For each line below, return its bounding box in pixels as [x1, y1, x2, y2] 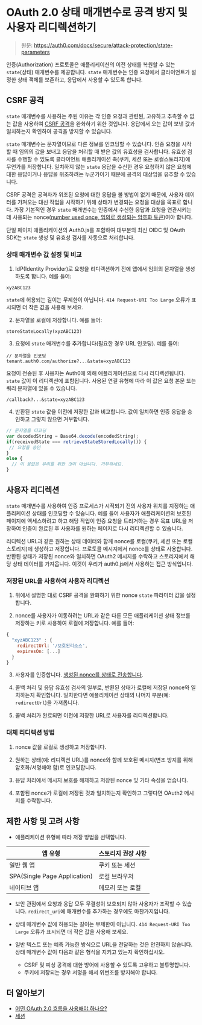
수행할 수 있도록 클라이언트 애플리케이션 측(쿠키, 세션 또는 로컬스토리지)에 [17, 155, 191, 163]
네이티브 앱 [9, 883, 39, 892]
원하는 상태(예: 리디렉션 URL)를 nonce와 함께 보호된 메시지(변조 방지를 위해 [14, 756, 193, 763]
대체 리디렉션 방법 [6, 728, 55, 737]
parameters [21, 48, 50, 55]
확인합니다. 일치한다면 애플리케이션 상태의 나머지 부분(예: [36, 692, 171, 699]
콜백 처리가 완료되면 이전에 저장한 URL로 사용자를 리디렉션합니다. [14, 712, 169, 719]
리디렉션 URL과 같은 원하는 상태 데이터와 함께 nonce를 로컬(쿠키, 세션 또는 [6, 537, 182, 544]
